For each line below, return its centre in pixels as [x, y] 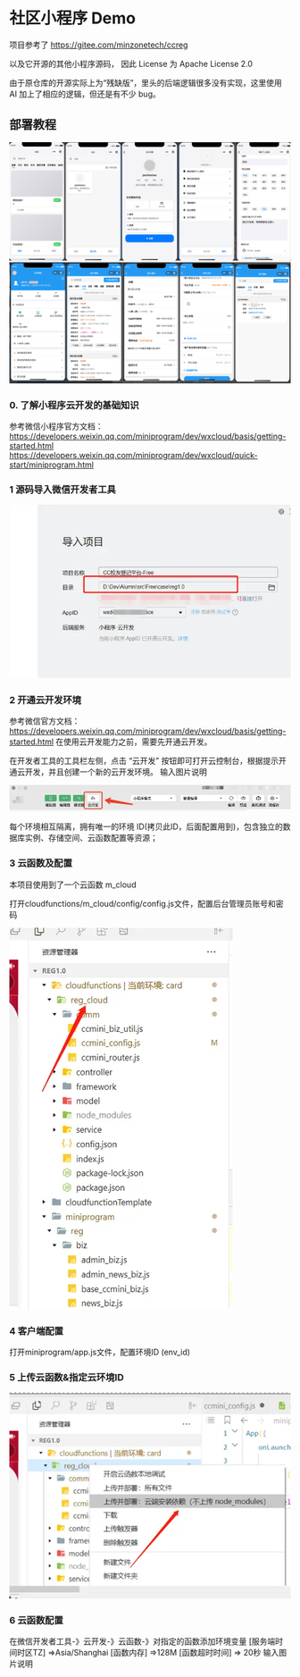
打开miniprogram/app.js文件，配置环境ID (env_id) [100, 1352]
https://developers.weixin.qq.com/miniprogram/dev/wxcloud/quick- [134, 455]
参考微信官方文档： [45, 721]
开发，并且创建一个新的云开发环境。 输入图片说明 [116, 772]
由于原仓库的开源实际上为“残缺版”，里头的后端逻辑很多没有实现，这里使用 [146, 82]
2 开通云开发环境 [46, 700]
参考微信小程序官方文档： [56, 426]
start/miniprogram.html [51, 465]
